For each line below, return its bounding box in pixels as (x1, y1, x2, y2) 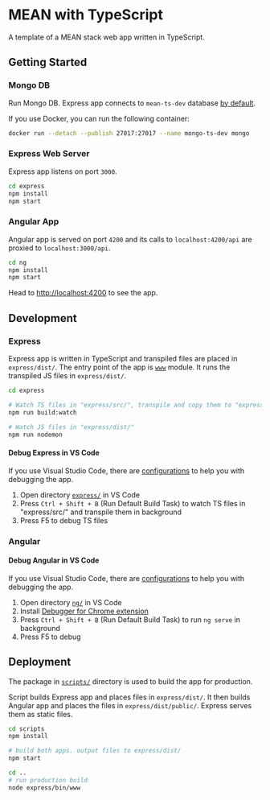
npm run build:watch (8, 408, 78, 416)
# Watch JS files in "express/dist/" (8, 423, 135, 431)
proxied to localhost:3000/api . (8, 243, 111, 253)
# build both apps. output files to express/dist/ (8, 747, 182, 755)
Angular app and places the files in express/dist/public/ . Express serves (8, 700, 252, 710)
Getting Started (8, 56, 88, 69)
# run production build (8, 776, 88, 784)
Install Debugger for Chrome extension (19, 606, 149, 616)
